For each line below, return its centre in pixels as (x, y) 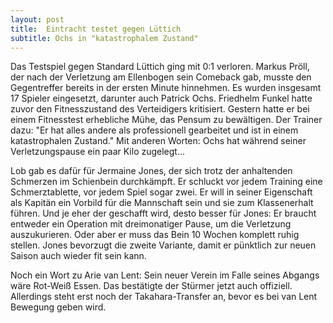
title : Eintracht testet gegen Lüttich (96, 29)
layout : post (37, 19)
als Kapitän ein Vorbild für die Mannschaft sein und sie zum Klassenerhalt (162, 203)
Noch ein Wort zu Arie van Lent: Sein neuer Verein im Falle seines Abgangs (165, 275)
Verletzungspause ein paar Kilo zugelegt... (98, 152)
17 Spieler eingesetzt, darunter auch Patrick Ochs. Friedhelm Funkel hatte (161, 98)
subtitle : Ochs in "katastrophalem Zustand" (104, 38)
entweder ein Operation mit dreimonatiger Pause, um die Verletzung (151, 224)
